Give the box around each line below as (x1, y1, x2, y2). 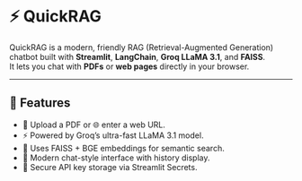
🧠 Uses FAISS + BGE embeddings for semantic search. (22, 142, 225, 153)
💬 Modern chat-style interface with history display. (22, 152, 210, 163)
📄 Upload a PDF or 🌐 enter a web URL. (22, 119, 166, 130)
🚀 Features (9, 95, 71, 111)
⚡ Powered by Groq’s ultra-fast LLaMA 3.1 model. (22, 130, 204, 141)
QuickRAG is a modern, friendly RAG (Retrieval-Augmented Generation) (9, 41, 274, 53)
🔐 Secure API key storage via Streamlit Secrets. (22, 161, 198, 172)
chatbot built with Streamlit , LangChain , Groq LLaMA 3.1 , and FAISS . (9, 51, 266, 62)
